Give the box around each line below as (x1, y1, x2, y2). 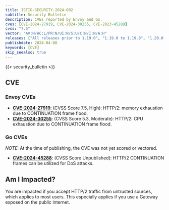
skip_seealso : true (5, 50, 46, 55)
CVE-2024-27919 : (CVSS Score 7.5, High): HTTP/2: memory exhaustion (12, 105, 163, 111)
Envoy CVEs (5, 93, 36, 100)
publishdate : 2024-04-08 (5, 40, 58, 46)
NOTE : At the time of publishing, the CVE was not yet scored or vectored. (5, 145, 157, 151)
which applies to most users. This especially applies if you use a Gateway (5, 194, 158, 200)
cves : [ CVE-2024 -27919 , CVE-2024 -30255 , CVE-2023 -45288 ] (5, 21, 128, 27)
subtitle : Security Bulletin (5, 12, 67, 17)
